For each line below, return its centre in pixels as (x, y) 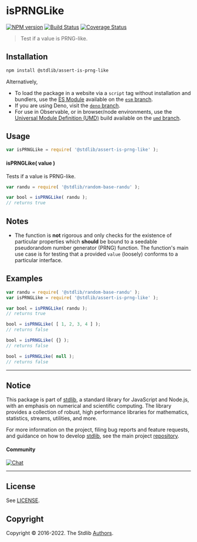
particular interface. (38, 260)
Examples (24, 279)
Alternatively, (22, 82)
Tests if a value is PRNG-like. (41, 176)
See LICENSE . (23, 500)
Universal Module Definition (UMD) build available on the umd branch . (98, 118)
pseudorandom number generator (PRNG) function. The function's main (101, 248)
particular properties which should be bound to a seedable (86, 241)
